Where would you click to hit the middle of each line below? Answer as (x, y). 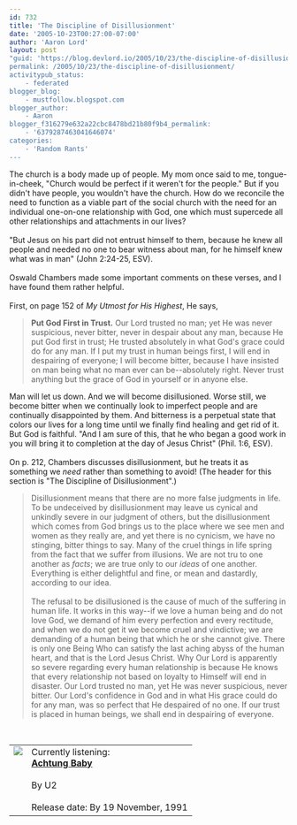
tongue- (272, 174)
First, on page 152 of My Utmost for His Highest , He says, (114, 305)
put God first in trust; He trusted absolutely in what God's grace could (158, 341)
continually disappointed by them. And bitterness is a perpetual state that (143, 415)
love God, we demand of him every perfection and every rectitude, (152, 620)
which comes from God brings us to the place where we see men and (157, 526)
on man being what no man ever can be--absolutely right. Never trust (157, 370)
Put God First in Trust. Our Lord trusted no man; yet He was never (152, 323)
